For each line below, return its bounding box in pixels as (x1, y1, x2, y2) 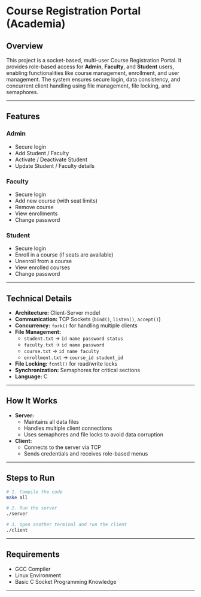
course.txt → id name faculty (23, 348, 99, 355)
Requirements (6, 550, 60, 560)
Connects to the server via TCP (23, 444, 102, 451)
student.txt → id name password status (23, 334, 124, 342)
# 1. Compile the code (6, 489, 63, 495)
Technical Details (6, 293, 72, 303)
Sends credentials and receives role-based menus (23, 450, 148, 457)
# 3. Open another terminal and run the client (6, 521, 127, 528)
